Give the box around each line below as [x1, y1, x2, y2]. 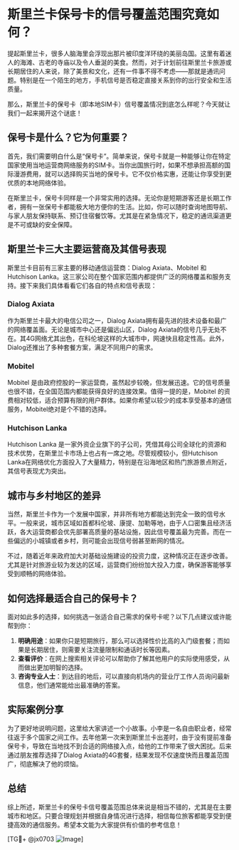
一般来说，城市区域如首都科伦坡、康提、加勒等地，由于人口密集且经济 [19, 519, 225, 527]
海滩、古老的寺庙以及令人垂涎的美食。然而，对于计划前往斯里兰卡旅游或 [19, 58, 232, 66]
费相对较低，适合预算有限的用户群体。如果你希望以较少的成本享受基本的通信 [7, 396, 232, 405]
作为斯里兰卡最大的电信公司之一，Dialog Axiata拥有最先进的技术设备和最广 [7, 316, 227, 324]
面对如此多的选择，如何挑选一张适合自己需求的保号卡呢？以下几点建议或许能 [7, 612, 232, 621]
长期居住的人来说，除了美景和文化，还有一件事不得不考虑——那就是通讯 [7, 67, 219, 75]
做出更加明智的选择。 [23, 663, 87, 672]
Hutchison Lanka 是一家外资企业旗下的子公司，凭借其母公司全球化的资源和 [7, 440, 227, 449]
